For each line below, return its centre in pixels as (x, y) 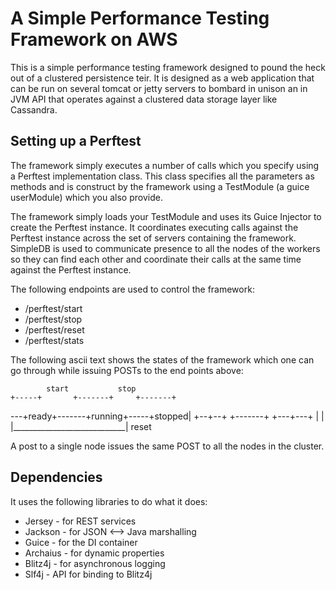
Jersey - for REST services (80, 521)
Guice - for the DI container (81, 542)
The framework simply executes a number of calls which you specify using (165, 165)
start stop (91, 388)
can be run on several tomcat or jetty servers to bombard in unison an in (159, 88)
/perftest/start (53, 308)
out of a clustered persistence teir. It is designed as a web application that (162, 78)
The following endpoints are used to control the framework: (132, 289)
